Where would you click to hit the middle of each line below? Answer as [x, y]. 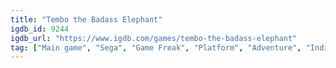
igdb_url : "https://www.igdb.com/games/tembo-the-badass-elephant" [154, 38]
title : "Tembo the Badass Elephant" [86, 19]
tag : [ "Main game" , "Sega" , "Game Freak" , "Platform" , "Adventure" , [156, 47]
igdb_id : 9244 [40, 29]
